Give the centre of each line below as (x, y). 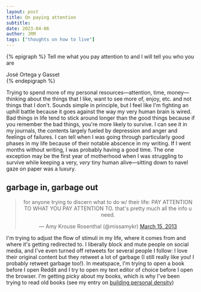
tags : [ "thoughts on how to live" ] (51, 39)
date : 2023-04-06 (28, 28)
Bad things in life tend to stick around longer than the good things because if (100, 118)
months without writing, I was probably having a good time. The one (90, 150)
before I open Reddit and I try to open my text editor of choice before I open (100, 269)
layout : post (22, 12)
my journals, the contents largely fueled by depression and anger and (92, 130)
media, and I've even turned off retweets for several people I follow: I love (97, 250)
